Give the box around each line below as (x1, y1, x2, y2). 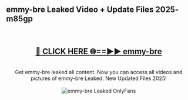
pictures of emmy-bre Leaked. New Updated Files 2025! (30, 75, 167, 82)
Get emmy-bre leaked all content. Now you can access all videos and (15, 68, 183, 75)
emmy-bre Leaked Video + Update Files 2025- (6, 5, 179, 15)
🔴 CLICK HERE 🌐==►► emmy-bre (35, 46, 162, 56)
